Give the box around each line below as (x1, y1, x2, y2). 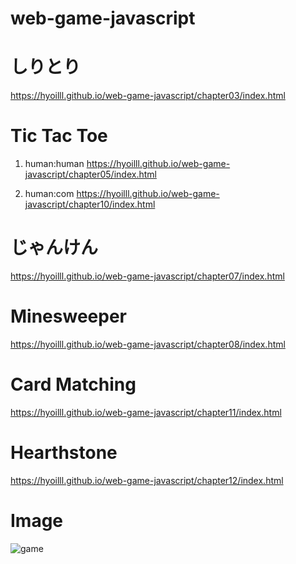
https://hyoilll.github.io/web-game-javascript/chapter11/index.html (10, 406, 282, 418)
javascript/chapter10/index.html (24, 198, 156, 211)
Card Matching (10, 373, 137, 396)
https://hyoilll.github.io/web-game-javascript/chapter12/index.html (10, 474, 284, 486)
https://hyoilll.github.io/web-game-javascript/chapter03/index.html (10, 90, 286, 102)
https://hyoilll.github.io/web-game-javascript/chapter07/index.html (10, 270, 285, 282)
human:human (24, 158, 85, 170)
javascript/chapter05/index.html (24, 168, 157, 181)
